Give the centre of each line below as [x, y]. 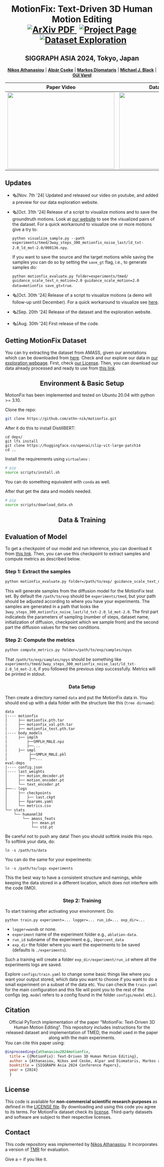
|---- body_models [24, 733]
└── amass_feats [39, 818]
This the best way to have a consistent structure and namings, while [73, 877]
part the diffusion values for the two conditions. [53, 627]
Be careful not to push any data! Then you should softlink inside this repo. [79, 836]
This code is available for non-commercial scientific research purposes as [81, 1101]
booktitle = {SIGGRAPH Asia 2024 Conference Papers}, [65, 1065]
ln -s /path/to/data [26, 850]
